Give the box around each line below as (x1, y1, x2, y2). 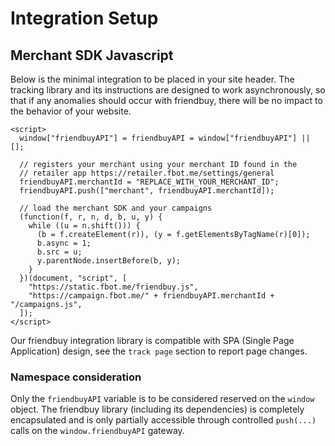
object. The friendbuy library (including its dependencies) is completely (10, 403, 305, 416)
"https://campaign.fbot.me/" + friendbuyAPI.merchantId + (28, 291, 275, 301)
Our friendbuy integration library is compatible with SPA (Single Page (10, 335, 295, 346)
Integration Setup (10, 7, 159, 30)
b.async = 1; (36, 238, 92, 248)
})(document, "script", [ (19, 273, 128, 283)
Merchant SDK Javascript (10, 47, 174, 64)
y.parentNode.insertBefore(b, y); (36, 256, 182, 266)
